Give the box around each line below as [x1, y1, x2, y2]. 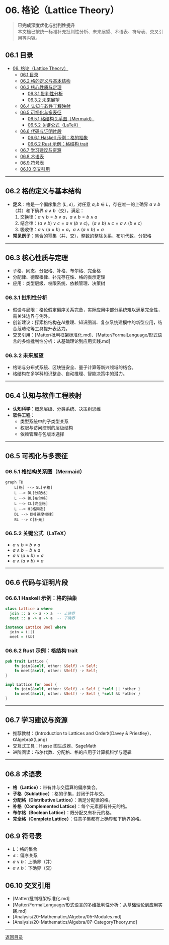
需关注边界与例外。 [12, 313, 53, 319]
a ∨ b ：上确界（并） [12, 859, 55, 865]
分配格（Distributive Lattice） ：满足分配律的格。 [12, 796, 113, 803]
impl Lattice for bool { [5, 682, 57, 687]
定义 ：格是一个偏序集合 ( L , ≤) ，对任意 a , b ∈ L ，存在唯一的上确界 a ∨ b [12, 201, 160, 207]
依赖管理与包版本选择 [20, 431, 64, 437]
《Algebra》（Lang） [12, 736, 50, 743]
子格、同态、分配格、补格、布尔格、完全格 [12, 268, 101, 274]
